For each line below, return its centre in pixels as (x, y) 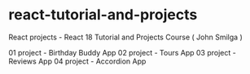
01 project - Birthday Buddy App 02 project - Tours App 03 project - (122, 52)
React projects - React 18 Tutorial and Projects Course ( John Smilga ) (125, 37)
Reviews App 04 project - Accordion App (77, 61)
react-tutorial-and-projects (103, 15)
